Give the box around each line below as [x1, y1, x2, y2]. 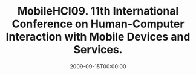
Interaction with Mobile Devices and [5, 30, 191, 44]
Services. [73, 43, 123, 57]
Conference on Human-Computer [11, 17, 185, 31]
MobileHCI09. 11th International [17, 4, 179, 18]
